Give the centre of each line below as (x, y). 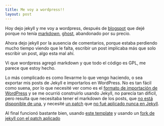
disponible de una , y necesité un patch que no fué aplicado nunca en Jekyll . (82, 103)
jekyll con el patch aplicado (33, 118)
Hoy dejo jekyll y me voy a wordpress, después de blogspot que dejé (75, 28)
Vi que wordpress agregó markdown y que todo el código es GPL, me (76, 63)
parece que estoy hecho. (30, 68)
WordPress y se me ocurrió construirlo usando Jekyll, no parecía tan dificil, (81, 93)
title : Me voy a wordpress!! (35, 10)
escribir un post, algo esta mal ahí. (40, 53)
